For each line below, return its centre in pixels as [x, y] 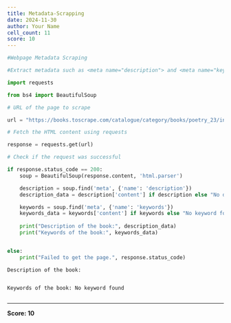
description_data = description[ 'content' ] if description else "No [120, 194]
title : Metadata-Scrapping [46, 13]
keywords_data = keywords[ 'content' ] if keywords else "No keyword [118, 214]
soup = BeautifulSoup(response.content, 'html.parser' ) [101, 176]
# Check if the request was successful [64, 157]
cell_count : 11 [29, 33]
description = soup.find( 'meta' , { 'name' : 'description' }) [106, 188]
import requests [30, 82]
